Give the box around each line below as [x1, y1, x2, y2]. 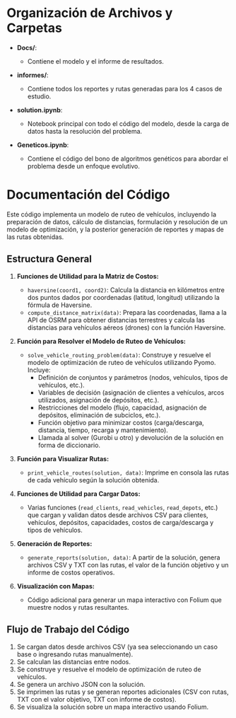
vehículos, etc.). [37, 381, 85, 389]
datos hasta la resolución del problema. [27, 127, 143, 135]
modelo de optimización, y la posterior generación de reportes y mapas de [6, 225, 224, 233]
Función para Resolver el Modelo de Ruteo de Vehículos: [16, 337, 187, 345]
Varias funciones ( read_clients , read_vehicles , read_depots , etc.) [27, 503, 218, 511]
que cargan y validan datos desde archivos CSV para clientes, [27, 511, 209, 519]
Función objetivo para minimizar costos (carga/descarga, [37, 418, 204, 427]
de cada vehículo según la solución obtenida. [27, 475, 160, 484]
